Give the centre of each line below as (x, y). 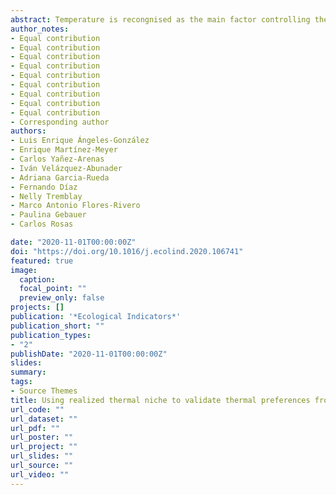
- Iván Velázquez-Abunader (66, 168)
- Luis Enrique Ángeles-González (80, 141)
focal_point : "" (53, 289)
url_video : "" (40, 474)
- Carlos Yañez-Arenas (57, 159)
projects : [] (37, 307)
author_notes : (40, 29)
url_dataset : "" (44, 419)
